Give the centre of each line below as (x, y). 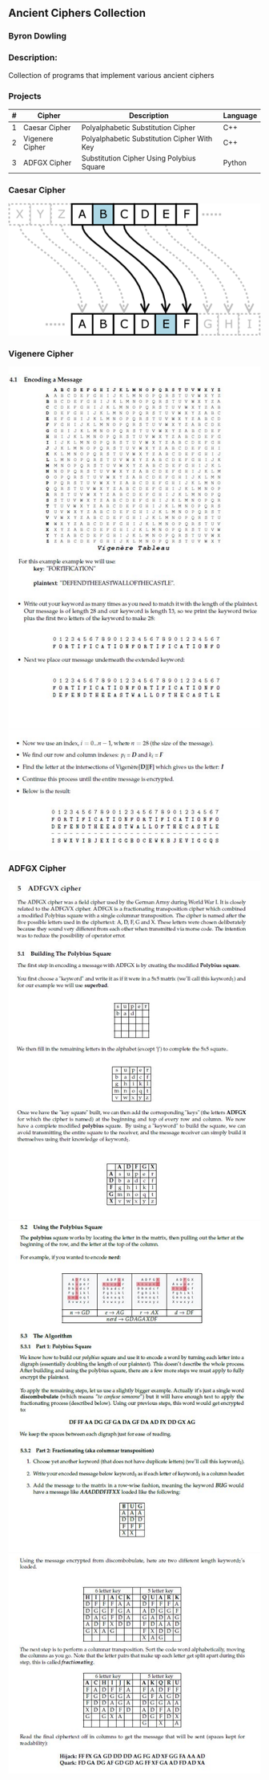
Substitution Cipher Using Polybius (139, 158)
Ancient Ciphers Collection (77, 13)
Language (240, 116)
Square (93, 167)
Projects (25, 96)
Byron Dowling (37, 36)
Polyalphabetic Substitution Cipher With (147, 138)
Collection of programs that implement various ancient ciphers (111, 75)
